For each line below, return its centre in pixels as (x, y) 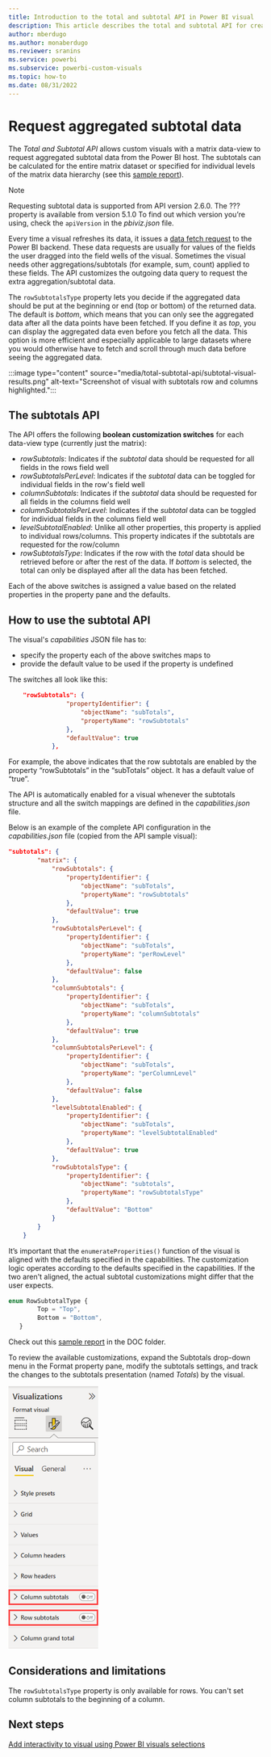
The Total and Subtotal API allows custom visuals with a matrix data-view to (135, 149)
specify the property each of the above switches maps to (115, 655)
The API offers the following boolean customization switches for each (126, 435)
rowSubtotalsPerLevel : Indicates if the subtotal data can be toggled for (138, 476)
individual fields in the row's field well (82, 485)
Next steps (36, 1725)
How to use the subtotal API (79, 620)
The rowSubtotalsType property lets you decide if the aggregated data (124, 297)
